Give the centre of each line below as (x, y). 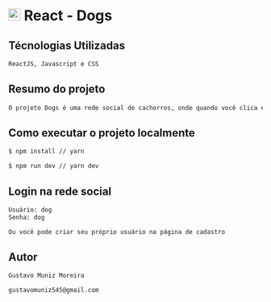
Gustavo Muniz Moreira (46, 276)
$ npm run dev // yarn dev (54, 166)
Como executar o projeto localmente (102, 133)
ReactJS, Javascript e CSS (54, 64)
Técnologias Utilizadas (67, 46)
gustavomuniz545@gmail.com (54, 290)
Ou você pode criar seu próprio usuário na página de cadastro (117, 232)
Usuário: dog (30, 210)
